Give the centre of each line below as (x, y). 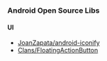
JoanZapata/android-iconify (59, 43)
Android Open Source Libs (53, 11)
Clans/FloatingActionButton (58, 50)
